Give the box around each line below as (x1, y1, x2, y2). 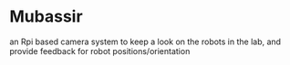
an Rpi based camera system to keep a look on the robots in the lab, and (9, 36, 281, 47)
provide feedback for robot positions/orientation (9, 45, 191, 56)
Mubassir (9, 6, 84, 27)
